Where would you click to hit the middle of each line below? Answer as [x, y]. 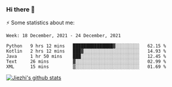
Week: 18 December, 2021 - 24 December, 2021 [63, 36]
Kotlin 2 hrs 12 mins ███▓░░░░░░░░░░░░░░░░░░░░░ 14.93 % [86, 51]
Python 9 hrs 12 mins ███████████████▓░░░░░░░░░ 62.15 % [86, 46]
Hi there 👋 [21, 9]
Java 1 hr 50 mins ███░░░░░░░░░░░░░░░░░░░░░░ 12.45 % [86, 57]
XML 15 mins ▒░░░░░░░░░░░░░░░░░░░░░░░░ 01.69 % [86, 67]
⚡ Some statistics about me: [40, 22]
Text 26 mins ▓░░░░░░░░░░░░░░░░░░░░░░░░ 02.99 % [86, 62]
